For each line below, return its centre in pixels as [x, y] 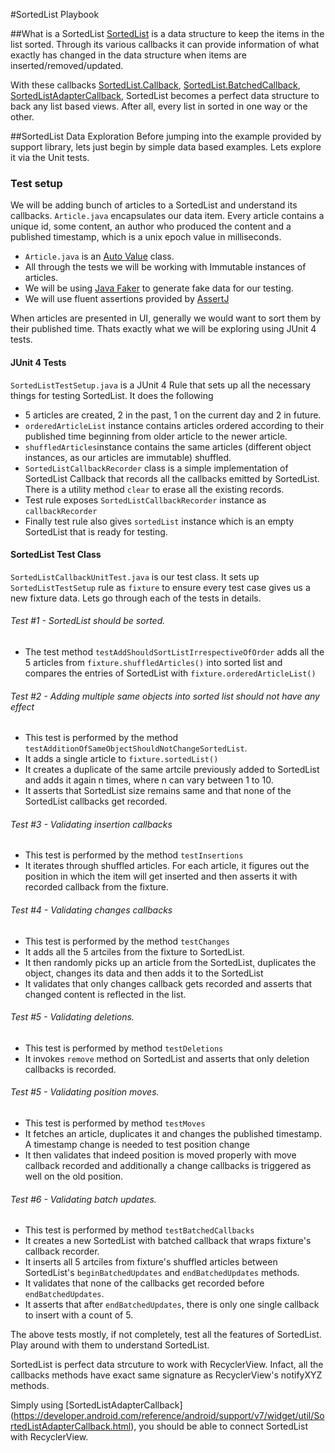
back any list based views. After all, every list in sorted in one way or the [159, 106]
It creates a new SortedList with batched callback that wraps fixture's [168, 1241]
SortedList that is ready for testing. [96, 531]
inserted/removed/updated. [67, 65]
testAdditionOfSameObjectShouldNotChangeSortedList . [136, 748]
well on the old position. [74, 1176]
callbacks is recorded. [70, 1069]
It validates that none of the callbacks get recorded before [144, 1283]
